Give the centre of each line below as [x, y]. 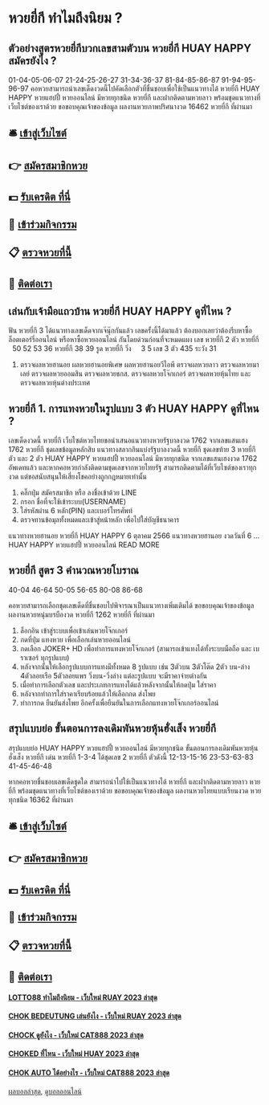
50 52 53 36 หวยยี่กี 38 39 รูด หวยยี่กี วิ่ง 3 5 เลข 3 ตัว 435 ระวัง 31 [114, 349]
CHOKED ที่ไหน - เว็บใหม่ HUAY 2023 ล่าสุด [74, 1054]
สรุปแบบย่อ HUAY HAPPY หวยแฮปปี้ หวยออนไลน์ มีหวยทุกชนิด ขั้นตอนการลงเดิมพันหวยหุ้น [133, 748]
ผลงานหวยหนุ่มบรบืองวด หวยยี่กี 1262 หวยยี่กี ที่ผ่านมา [82, 614]
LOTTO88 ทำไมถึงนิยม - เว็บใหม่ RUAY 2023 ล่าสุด [83, 997]
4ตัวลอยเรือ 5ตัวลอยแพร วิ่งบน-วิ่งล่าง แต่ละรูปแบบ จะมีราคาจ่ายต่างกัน [113, 675]
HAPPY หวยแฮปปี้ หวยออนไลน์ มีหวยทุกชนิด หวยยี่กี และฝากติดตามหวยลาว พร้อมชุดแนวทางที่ [134, 98]
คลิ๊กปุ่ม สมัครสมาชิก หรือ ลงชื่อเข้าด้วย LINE [78, 492]
